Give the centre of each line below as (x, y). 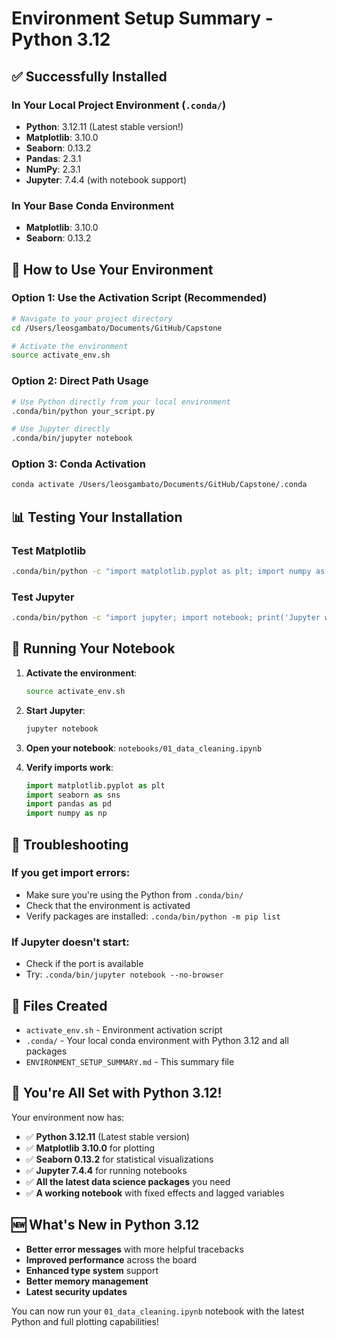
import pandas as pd (68, 804)
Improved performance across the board (111, 1259)
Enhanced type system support (92, 1270)
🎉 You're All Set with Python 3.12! (117, 1093)
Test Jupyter (43, 597)
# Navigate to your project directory (92, 318)
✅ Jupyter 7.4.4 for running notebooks (106, 1170)
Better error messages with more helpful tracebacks (134, 1249)
